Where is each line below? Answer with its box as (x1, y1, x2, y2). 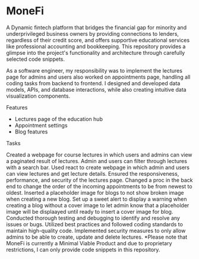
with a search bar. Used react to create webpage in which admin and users (6, 164, 190, 171)
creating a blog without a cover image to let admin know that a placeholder (6, 201, 189, 209)
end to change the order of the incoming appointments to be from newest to (6, 183, 192, 190)
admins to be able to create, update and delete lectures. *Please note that (6, 233, 188, 241)
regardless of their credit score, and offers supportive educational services (6, 36, 190, 43)
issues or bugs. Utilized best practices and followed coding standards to (6, 220, 183, 227)
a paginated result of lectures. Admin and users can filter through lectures (6, 157, 187, 164)
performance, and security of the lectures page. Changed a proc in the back (6, 176, 193, 183)
